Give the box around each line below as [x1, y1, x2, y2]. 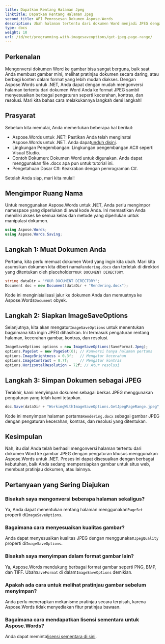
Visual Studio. [12, 149, 40, 155]
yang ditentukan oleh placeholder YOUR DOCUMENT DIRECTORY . [5, 269, 125, 275]
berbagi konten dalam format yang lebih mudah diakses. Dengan [5, 76, 136, 82]
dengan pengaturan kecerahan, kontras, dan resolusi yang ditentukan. [5, 418, 147, 424]
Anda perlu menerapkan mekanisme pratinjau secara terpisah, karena [5, 598, 146, 605]
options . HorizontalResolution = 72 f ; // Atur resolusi [5, 362, 120, 368]
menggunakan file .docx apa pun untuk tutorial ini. [12, 160, 114, 166]
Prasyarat [5, 112, 36, 120]
